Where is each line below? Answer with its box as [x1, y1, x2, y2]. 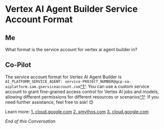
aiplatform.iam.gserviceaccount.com [5, 84, 81, 89]
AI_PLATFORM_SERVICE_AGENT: [5, 79, 63, 84]
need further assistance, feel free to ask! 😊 [5, 99, 94, 105]
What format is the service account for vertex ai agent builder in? [5, 47, 137, 52]
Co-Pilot [5, 61, 31, 69]
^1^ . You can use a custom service [80, 83, 150, 89]
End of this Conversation [5, 118, 56, 124]
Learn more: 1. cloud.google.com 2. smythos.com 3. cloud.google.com [5, 108, 149, 114]
